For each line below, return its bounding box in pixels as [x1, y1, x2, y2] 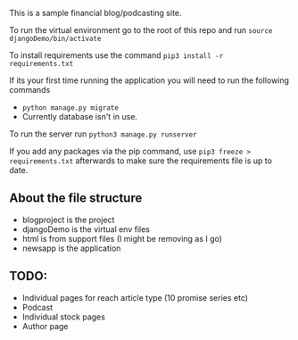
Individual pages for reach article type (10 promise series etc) [21, 292, 248, 303]
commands [9, 85, 51, 95]
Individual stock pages [21, 311, 105, 322]
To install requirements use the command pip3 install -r [9, 50, 224, 61]
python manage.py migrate [21, 104, 119, 112]
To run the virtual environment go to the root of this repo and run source [9, 25, 273, 35]
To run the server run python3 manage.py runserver [9, 129, 198, 139]
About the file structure [9, 191, 143, 206]
